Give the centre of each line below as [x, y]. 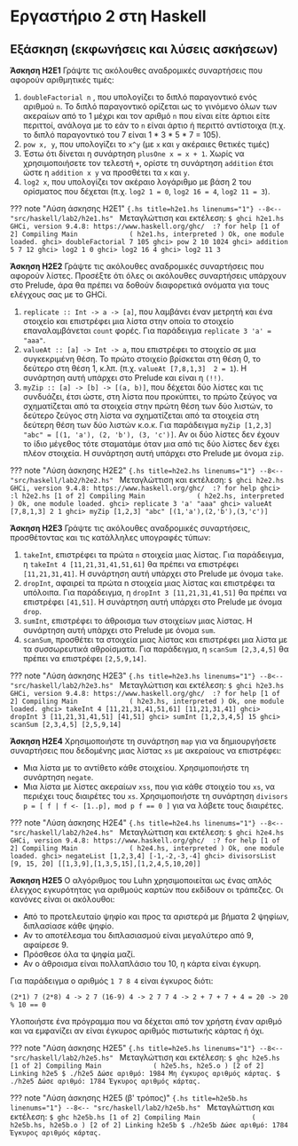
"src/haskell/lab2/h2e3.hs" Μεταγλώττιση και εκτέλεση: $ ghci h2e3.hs [147, 685]
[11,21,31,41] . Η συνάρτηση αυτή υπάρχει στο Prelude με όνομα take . [153, 573]
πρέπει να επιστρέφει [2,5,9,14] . [85, 658]
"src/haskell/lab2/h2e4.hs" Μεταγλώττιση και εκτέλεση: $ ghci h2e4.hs [147, 832]
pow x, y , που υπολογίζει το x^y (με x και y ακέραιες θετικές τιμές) [146, 144]
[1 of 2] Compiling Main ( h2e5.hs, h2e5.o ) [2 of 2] [137, 1066]
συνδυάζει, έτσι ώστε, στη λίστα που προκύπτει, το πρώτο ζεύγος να [150, 396]
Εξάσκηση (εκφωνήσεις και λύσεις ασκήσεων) [144, 49]
